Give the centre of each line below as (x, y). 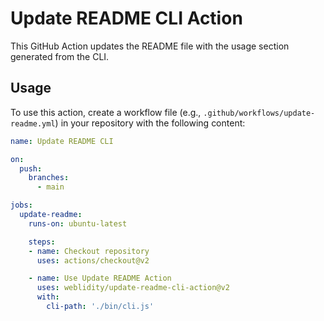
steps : (42, 242)
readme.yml (33, 123)
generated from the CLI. (60, 56)
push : (31, 168)
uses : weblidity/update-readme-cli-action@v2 (133, 288)
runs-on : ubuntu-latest (78, 223)
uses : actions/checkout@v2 (93, 260)
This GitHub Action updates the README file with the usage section (150, 46)
